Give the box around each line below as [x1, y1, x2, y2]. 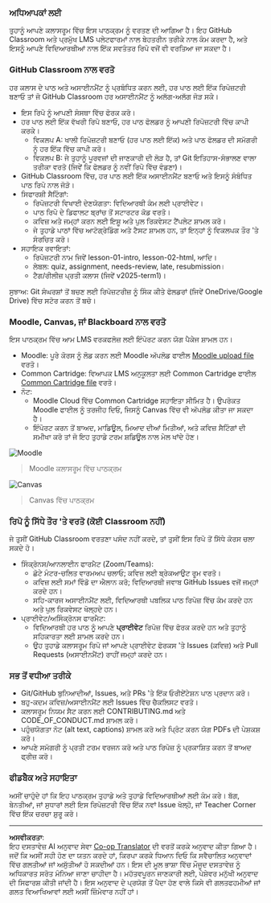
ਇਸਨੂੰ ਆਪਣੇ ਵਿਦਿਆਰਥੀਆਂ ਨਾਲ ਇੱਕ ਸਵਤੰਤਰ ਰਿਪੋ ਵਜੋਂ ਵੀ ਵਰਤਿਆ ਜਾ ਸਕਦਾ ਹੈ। [9, 43, 232, 53]
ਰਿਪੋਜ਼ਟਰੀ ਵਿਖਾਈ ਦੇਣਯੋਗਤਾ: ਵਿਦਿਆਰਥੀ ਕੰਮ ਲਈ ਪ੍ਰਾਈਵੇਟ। [32, 198, 204, 207]
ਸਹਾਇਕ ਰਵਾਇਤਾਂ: [20, 243, 71, 252]
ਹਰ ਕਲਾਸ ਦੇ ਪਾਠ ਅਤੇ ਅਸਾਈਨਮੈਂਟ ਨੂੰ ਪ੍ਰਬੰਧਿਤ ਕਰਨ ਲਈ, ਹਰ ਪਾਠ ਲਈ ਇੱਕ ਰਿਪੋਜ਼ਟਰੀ [9, 82, 246, 92]
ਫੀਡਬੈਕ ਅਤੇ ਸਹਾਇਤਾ [9, 772, 77, 783]
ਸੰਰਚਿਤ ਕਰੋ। [32, 234, 71, 244]
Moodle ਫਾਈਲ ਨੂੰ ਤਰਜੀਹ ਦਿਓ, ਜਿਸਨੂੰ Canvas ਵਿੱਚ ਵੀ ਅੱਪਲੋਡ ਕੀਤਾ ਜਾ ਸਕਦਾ [32, 404, 254, 414]
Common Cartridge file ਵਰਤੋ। [20, 377, 117, 387]
